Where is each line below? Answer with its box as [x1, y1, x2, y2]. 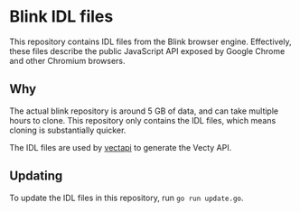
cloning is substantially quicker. [9, 124, 127, 135]
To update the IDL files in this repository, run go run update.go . [9, 192, 244, 203]
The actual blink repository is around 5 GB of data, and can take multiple [9, 106, 278, 116]
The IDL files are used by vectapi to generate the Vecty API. [9, 142, 232, 152]
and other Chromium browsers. [9, 55, 126, 66]
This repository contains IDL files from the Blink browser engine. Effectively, [9, 36, 292, 47]
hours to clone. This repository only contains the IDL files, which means [9, 115, 277, 125]
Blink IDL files [9, 6, 114, 27]
